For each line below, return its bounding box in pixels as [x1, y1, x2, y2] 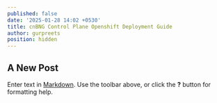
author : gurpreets [7, 29, 61, 37]
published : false [7, 10, 58, 17]
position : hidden [7, 36, 58, 43]
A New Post [7, 62, 59, 74]
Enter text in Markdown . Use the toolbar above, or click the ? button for [7, 80, 211, 88]
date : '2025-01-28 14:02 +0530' [7, 17, 101, 24]
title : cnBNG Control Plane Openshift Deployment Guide [7, 23, 172, 30]
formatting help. [7, 88, 54, 96]
